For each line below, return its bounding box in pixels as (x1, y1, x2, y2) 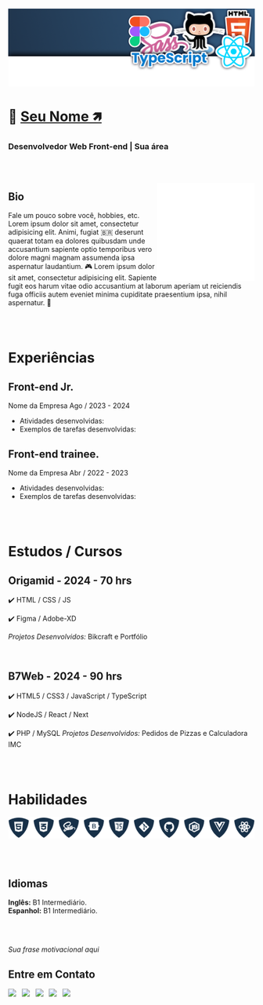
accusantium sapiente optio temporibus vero (8, 245, 153, 254)
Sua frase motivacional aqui (8, 945, 99, 954)
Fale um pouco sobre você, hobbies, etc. (8, 211, 140, 220)
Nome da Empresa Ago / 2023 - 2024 (8, 401, 131, 410)
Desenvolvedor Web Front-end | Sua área (8, 141, 169, 152)
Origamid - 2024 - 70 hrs (8, 574, 132, 587)
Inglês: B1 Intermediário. (8, 898, 88, 907)
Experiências (8, 349, 95, 367)
